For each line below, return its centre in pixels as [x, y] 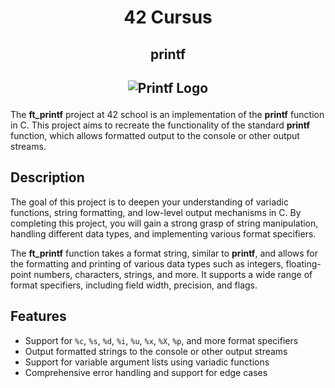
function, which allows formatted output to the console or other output [155, 135]
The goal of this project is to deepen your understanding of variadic [149, 202]
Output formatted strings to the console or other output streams [156, 351]
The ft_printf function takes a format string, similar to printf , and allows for [164, 253]
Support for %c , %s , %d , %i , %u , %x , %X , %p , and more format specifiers [161, 340]
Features [38, 316]
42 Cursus [168, 17]
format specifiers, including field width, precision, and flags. [134, 285]
